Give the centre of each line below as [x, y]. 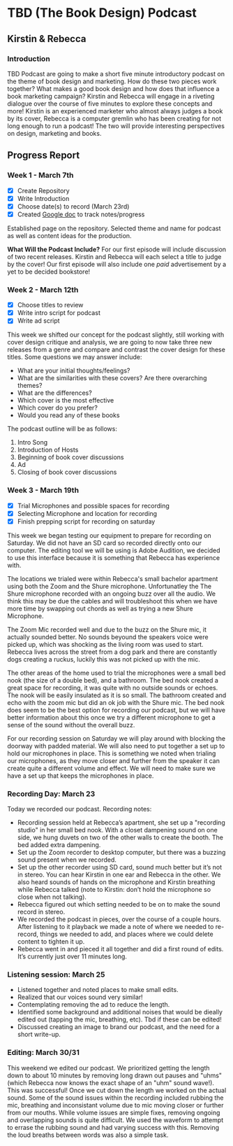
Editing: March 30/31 [44, 1053]
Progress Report [44, 155]
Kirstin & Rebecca [47, 39]
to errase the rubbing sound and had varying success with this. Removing [113, 1127]
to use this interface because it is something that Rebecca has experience [114, 557]
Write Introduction [43, 198]
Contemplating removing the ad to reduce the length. [93, 1005]
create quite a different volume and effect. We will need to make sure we [112, 768]
